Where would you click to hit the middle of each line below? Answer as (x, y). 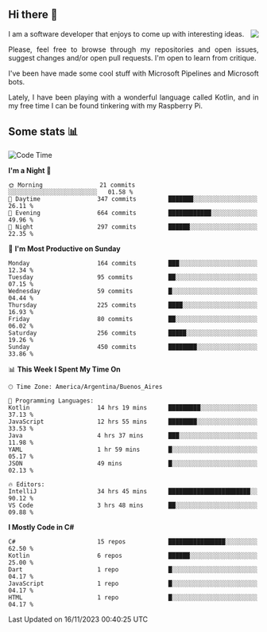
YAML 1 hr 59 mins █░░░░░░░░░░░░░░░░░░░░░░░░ (133, 449)
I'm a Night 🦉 (30, 170)
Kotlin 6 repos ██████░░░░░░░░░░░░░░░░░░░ (133, 555)
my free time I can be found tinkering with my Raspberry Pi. (106, 105)
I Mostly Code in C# (41, 527)
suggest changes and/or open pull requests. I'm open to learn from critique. (132, 57)
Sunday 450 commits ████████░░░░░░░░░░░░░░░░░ (133, 347)
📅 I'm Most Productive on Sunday (64, 249)
